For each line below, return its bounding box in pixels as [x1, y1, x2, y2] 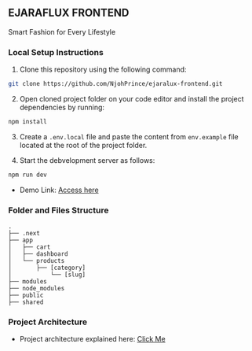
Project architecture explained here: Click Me [19, 334, 166, 344]
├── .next [8, 230, 41, 238]
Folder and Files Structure [8, 205, 109, 216]
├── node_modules [8, 285, 65, 293]
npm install [8, 117, 47, 125]
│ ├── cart [8, 243, 51, 251]
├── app [8, 236, 34, 245]
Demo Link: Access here [19, 185, 100, 194]
